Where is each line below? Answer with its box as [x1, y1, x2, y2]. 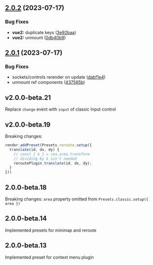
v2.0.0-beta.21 [5, 93, 51, 101]
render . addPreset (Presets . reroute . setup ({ [5, 143, 92, 148]
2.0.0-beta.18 [5, 183, 47, 191]
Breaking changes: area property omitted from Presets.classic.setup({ [5, 196, 149, 202]
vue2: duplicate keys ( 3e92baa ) [12, 29, 76, 35]
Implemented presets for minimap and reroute [5, 227, 97, 233]
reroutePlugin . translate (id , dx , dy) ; [14, 161, 92, 166]
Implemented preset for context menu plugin [5, 254, 94, 260]
